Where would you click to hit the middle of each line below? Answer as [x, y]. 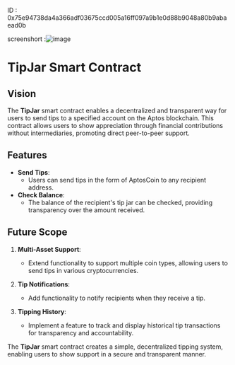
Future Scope [37, 232]
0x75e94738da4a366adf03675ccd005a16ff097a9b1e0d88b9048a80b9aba [117, 18]
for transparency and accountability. [81, 332]
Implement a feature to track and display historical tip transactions [124, 325]
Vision [22, 94]
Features [27, 155]
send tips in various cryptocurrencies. [83, 270]
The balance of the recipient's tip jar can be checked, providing [120, 202]
